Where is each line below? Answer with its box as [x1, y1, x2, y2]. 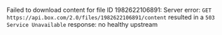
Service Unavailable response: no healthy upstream [6, 21, 158, 28]
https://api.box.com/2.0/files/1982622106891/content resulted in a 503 [6, 13, 215, 21]
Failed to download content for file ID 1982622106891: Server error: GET [6, 6, 212, 14]
